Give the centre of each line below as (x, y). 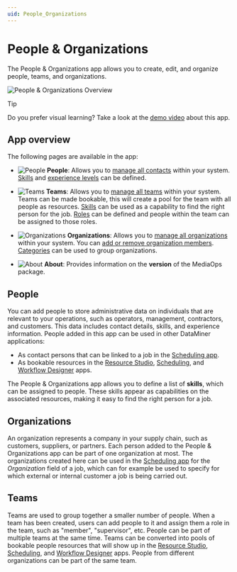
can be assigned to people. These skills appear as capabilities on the (108, 391)
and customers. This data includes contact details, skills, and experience (114, 326)
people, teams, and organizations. (57, 76)
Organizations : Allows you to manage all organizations (148, 235)
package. (31, 272)
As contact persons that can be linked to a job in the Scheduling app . (118, 355)
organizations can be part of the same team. (72, 560)
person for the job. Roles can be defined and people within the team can (123, 214)
